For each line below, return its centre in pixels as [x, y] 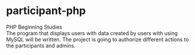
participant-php [46, 11]
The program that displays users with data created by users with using [92, 33]
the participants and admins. [41, 46]
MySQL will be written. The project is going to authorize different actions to [97, 39]
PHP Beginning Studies [34, 27]
